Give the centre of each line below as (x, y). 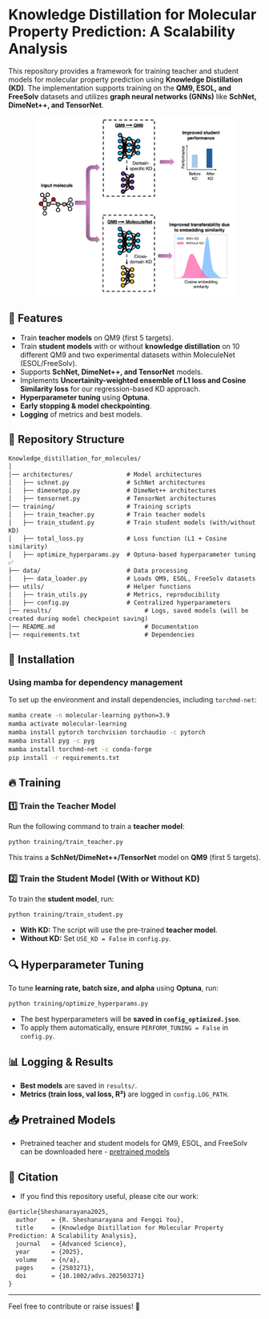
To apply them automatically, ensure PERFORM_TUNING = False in (124, 1027)
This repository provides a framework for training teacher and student (123, 70)
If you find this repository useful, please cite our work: (109, 1196)
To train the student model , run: (61, 899)
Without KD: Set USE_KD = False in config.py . (95, 939)
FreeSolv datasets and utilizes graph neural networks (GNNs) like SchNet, (132, 96)
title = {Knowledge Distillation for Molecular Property (120, 1228)
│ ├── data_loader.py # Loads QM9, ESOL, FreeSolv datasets (132, 579)
